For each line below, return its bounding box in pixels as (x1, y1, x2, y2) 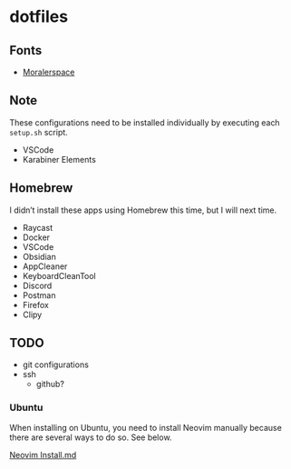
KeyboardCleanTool (22, 270, 97, 281)
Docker (22, 232, 51, 243)
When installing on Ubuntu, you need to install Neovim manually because (9, 422, 283, 433)
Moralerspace (22, 66, 75, 77)
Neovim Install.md (9, 449, 77, 460)
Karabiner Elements (22, 154, 97, 165)
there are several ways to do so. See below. (9, 432, 172, 443)
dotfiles (9, 6, 69, 27)
